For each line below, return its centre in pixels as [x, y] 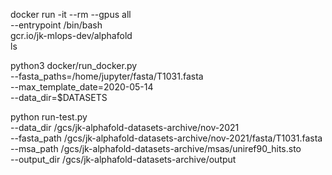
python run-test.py [49, 117]
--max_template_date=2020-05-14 [82, 87]
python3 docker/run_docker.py [74, 65]
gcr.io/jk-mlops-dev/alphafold [71, 35]
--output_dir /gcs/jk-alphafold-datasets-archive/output [123, 159]
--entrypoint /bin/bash [56, 25]
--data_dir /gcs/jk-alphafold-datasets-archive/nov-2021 [125, 127]
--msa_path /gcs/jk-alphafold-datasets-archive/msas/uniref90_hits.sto [156, 148]
